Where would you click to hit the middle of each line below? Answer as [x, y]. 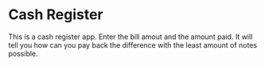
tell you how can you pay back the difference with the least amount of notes [132, 45]
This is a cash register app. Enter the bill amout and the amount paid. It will [131, 37]
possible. [23, 53]
